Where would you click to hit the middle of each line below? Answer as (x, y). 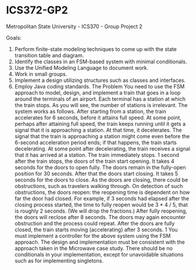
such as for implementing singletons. (59, 261)
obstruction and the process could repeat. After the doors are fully (94, 223)
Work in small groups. (41, 74)
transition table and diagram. (49, 55)
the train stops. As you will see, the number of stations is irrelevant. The (101, 105)
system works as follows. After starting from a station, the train (90, 111)
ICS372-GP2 (37, 10)
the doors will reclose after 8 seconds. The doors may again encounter (100, 217)
